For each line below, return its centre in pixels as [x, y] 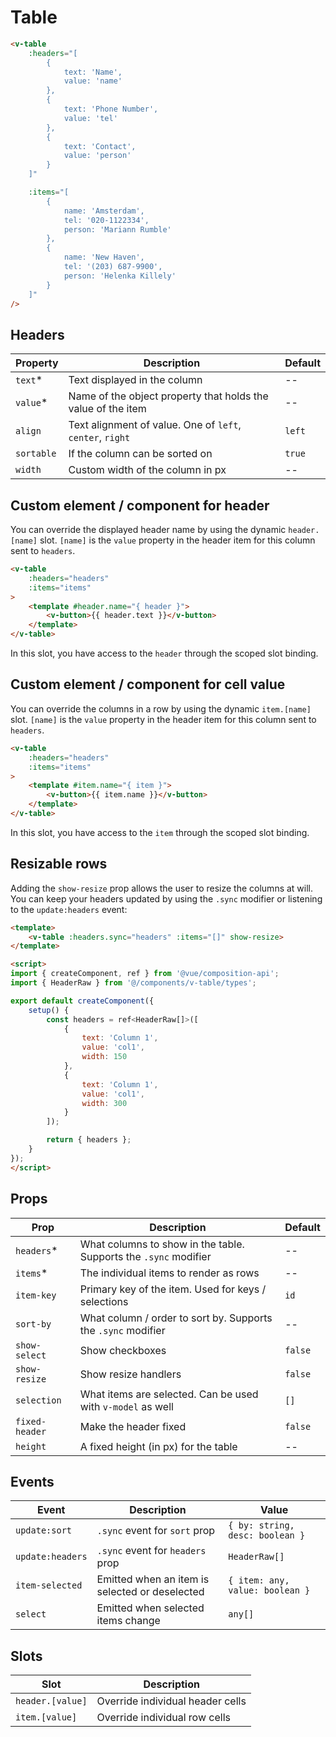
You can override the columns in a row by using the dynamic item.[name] [161, 708]
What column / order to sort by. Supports [176, 1318]
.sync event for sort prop [156, 1531]
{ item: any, [259, 1580]
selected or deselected [150, 1592]
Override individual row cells [163, 1718]
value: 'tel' [90, 118]
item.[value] [46, 1717]
